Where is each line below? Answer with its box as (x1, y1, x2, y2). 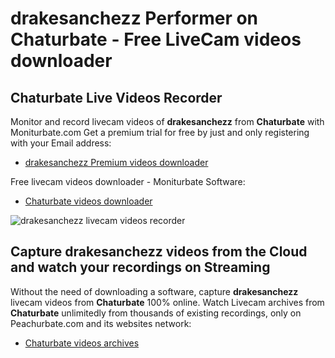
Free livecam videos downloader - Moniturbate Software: (10, 176, 246, 187)
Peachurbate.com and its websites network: (10, 317, 192, 329)
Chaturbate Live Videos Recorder (10, 89, 223, 106)
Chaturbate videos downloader (24, 195, 153, 207)
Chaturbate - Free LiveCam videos (10, 28, 302, 51)
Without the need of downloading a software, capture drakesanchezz (10, 285, 299, 297)
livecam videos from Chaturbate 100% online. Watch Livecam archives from (10, 296, 325, 308)
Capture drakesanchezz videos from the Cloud (10, 243, 308, 261)
